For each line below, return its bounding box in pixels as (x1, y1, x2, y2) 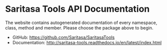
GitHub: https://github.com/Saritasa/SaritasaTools (12, 34, 115, 40)
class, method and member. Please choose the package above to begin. (5, 25, 154, 30)
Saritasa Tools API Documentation (5, 3, 150, 15)
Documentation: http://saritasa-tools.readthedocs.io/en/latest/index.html (12, 39, 162, 45)
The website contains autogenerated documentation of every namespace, (5, 20, 158, 25)
